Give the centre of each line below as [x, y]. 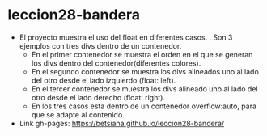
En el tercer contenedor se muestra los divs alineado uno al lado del [144, 89]
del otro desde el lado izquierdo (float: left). [104, 80]
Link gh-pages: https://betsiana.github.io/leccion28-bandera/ [122, 123]
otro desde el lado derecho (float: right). [98, 97]
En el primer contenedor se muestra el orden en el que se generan [142, 54]
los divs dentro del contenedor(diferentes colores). [116, 63]
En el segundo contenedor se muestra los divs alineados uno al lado [145, 71]
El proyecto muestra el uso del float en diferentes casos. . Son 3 [126, 37]
